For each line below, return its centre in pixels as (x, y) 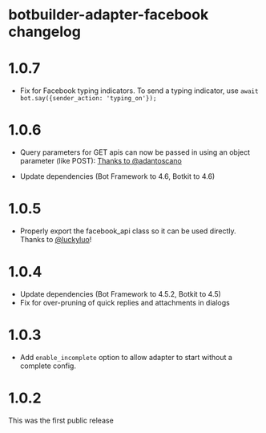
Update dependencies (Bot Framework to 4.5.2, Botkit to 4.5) (121, 293)
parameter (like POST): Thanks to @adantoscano (101, 161)
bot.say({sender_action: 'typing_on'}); (88, 99)
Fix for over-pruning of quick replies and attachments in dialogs (125, 302)
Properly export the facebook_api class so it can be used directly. (128, 231)
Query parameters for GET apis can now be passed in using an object (135, 152)
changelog (45, 32)
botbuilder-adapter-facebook (109, 15)
